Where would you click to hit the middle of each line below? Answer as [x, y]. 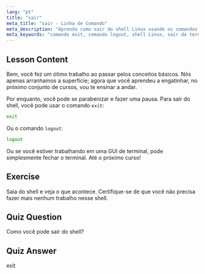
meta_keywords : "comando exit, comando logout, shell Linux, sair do [97, 35]
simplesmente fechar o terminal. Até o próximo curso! [74, 157]
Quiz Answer [31, 251]
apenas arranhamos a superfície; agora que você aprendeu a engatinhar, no [102, 81]
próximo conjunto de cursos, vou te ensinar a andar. [72, 87]
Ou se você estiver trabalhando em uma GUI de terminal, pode [85, 151]
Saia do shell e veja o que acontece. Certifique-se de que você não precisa [101, 191]
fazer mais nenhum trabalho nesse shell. [57, 198]
